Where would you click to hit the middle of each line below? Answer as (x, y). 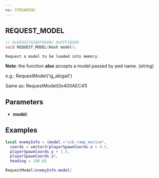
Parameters (24, 102)
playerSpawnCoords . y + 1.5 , (40, 151)
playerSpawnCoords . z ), (34, 157)
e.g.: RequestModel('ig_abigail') (39, 76)
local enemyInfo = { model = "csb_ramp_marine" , (56, 142)
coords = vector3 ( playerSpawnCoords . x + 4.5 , (59, 147)
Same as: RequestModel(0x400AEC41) (46, 86)
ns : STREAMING (21, 10)
